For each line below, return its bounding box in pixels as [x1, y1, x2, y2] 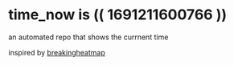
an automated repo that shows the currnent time [8, 32, 169, 42]
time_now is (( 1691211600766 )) [8, 6, 228, 24]
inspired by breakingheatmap [8, 47, 106, 57]
